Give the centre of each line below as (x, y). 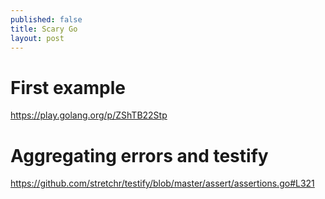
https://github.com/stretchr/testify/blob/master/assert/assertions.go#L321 (162, 183)
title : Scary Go (44, 29)
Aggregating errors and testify (139, 155)
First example (68, 87)
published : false (46, 19)
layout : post (37, 38)
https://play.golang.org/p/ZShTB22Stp (89, 115)
